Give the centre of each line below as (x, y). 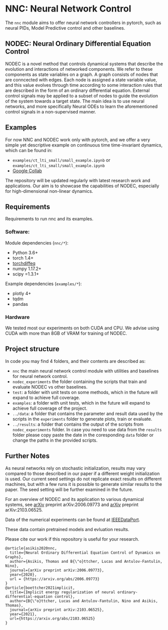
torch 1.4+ (23, 258)
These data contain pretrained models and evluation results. (67, 529)
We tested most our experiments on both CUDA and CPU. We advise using (82, 328)
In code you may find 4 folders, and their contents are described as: (75, 361)
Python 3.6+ (25, 253)
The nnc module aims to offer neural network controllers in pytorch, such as (83, 23)
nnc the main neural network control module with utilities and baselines (86, 371)
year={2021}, (23, 614)
